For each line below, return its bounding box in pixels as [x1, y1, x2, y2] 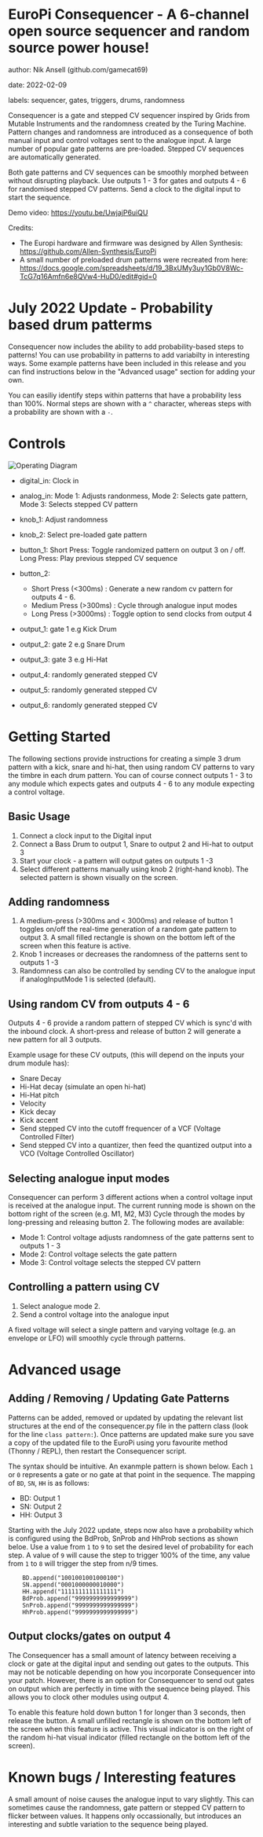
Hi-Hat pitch [19, 1091, 60, 1100]
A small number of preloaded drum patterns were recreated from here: [19, 255, 249, 264]
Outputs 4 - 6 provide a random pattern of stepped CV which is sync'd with [8, 1018, 253, 1028]
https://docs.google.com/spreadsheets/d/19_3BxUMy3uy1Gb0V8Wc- [19, 263, 244, 273]
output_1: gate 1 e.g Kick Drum [19, 624, 117, 633]
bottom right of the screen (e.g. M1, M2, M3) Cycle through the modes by [8, 1209, 246, 1219]
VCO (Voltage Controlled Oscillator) [19, 1149, 135, 1158]
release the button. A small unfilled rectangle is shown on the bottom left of [8, 1715, 251, 1725]
